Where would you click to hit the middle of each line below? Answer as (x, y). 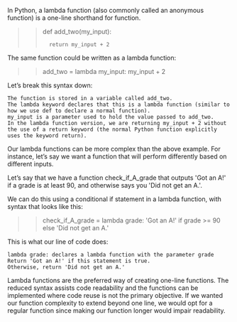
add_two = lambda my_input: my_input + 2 (104, 71)
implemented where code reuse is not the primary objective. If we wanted (115, 295)
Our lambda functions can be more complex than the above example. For (114, 149)
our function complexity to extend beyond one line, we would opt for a (110, 303)
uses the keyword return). (47, 136)
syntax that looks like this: (45, 206)
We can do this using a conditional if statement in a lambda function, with (115, 199)
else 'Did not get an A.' (76, 228)
